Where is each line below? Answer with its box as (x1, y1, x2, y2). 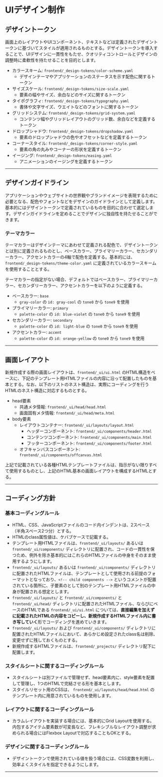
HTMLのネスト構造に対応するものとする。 (5, 387, 90, 393)
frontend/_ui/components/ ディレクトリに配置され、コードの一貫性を (12, 546, 150, 552)
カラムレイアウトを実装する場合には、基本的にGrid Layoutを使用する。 (12, 718, 154, 724)
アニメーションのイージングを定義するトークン (19, 159, 113, 164)
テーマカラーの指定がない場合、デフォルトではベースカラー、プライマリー (5, 277, 154, 282)
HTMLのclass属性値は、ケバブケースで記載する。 (12, 534, 111, 540)
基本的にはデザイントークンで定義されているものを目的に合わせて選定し (5, 204, 149, 210)
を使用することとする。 (5, 266, 52, 272)
